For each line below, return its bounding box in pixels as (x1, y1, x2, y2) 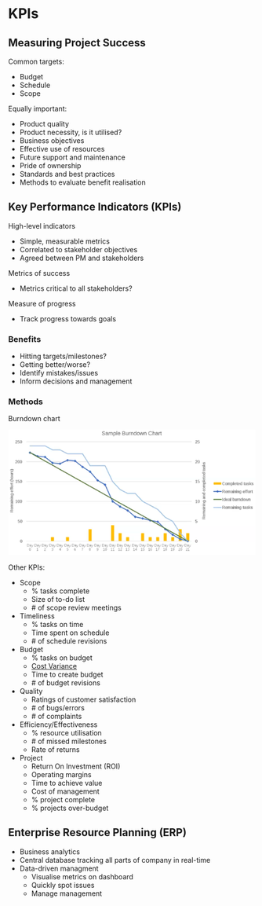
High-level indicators (8, 221, 76, 230)
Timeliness (19, 611, 55, 621)
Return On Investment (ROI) (31, 761, 121, 771)
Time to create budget (31, 669, 104, 680)
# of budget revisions (31, 678, 100, 688)
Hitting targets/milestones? (19, 351, 107, 361)
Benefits (8, 333, 42, 344)
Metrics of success (8, 268, 71, 277)
